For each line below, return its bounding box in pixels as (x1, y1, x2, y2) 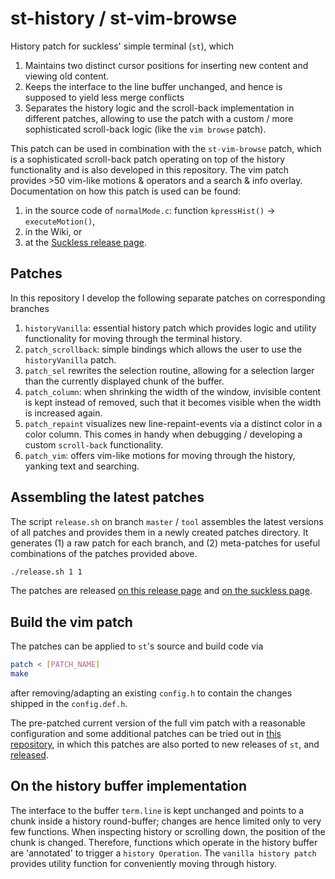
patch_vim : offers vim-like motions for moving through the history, (24, 449, 296, 461)
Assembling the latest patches (10, 489, 205, 506)
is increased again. (24, 407, 103, 419)
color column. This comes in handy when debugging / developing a (24, 428, 303, 440)
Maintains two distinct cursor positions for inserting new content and (24, 59, 309, 71)
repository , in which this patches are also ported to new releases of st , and (10, 738, 320, 750)
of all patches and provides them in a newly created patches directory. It (10, 526, 309, 538)
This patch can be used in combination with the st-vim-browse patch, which (10, 142, 322, 154)
